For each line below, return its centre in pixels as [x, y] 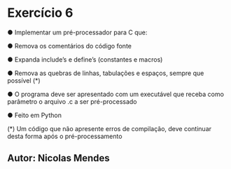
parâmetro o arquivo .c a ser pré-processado [72, 101]
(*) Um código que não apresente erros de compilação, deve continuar [110, 128]
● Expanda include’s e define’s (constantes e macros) [85, 59]
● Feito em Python [34, 115]
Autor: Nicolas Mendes [58, 158]
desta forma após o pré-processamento [65, 136]
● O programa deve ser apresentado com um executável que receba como [115, 94]
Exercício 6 [40, 13]
